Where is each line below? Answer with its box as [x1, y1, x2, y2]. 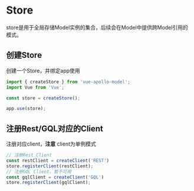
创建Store [6, 50, 42, 60]
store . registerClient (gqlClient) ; [6, 180, 91, 186]
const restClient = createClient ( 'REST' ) [6, 157, 110, 163]
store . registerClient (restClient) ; [6, 163, 94, 169]
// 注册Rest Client [6, 152, 52, 158]
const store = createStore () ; [6, 95, 81, 101]
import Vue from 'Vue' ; [6, 84, 65, 90]
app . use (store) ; [6, 106, 46, 112]
